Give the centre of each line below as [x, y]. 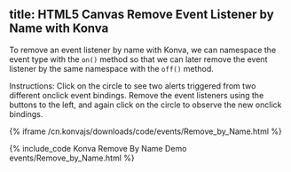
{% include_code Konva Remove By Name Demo [98, 148]
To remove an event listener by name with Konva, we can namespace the [143, 50]
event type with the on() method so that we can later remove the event [138, 59]
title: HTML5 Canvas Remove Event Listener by [142, 15]
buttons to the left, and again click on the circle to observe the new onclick [145, 105]
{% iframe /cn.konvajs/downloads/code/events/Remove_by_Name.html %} [145, 131]
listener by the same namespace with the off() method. [112, 68]
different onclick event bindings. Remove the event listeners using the [137, 95]
